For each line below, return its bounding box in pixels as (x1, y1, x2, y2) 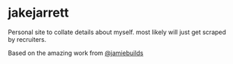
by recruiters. (8, 35, 47, 43)
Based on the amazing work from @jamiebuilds (8, 49, 144, 57)
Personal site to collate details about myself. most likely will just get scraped (8, 28, 226, 36)
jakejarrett (8, 5, 69, 21)
